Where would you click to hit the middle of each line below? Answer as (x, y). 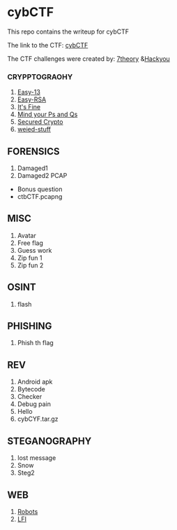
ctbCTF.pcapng (40, 197)
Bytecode (31, 389)
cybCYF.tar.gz (38, 419)
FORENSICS (33, 151)
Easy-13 (29, 92)
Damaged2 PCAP (42, 176)
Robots (28, 511)
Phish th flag (35, 343)
